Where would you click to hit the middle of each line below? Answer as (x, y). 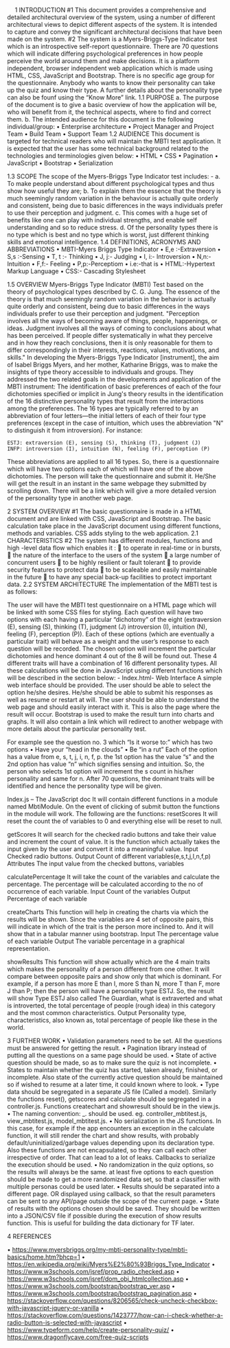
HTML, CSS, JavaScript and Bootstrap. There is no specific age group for (111, 75)
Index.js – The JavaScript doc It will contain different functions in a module (113, 799)
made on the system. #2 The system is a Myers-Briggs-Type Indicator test (112, 39)
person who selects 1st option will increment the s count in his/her (101, 771)
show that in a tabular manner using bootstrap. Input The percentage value (113, 934)
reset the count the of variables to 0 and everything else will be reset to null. (115, 821)
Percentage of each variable (47, 899)
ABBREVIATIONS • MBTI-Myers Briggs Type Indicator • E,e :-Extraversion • (114, 249)
